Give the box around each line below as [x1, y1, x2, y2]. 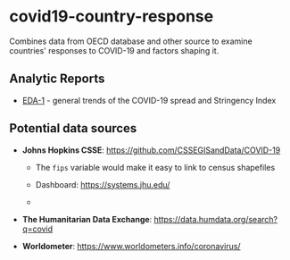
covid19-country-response [9, 6, 214, 27]
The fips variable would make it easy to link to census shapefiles [35, 162, 276, 172]
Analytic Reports [9, 71, 105, 87]
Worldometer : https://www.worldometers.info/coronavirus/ [21, 240, 241, 251]
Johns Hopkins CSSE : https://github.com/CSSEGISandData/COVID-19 [21, 145, 281, 155]
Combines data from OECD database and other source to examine [9, 36, 253, 46]
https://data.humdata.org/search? [153, 214, 278, 224]
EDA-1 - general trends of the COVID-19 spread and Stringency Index [21, 95, 277, 105]
